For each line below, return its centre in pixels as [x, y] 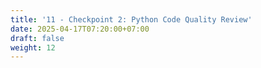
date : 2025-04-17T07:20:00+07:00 [80, 29]
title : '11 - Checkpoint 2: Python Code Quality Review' [131, 19]
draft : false [37, 38]
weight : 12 [33, 47]
